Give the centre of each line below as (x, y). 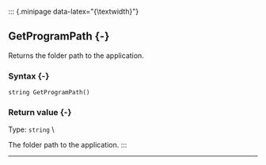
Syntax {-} (29, 76)
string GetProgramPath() (49, 93)
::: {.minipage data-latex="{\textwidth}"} (74, 12)
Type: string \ (31, 129)
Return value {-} (40, 113)
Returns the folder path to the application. (76, 56)
